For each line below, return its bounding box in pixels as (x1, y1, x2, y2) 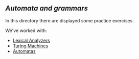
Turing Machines (12, 43, 49, 49)
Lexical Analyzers (12, 37, 50, 43)
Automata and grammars (5, 4, 88, 13)
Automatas (12, 48, 36, 54)
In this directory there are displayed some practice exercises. (5, 17, 134, 23)
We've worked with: (5, 27, 47, 34)
